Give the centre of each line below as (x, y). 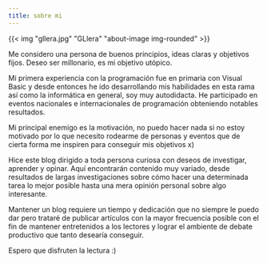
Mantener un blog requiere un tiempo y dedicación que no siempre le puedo (134, 209)
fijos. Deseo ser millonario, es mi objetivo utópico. (90, 62)
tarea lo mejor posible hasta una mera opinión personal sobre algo (118, 185)
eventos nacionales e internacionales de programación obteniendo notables (133, 103)
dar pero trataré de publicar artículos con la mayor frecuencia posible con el (134, 217)
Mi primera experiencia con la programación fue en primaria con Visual (125, 78)
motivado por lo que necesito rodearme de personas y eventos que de (124, 136)
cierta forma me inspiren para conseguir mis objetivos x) (101, 144)
